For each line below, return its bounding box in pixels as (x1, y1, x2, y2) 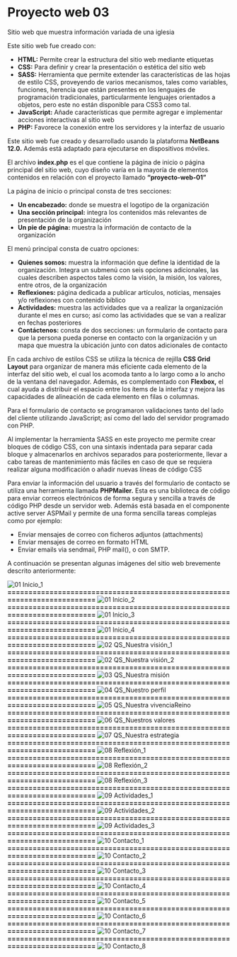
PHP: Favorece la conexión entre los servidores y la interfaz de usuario (17, 123, 225, 131)
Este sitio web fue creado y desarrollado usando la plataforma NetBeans (7, 136, 219, 145)
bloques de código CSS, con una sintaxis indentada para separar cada (7, 442, 213, 451)
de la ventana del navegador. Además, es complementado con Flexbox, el (7, 377, 224, 386)
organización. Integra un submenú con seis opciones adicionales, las (17, 265, 219, 274)
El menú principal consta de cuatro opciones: (7, 244, 139, 252)
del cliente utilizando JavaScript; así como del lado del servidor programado (7, 413, 230, 422)
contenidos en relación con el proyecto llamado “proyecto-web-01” (7, 173, 207, 181)
